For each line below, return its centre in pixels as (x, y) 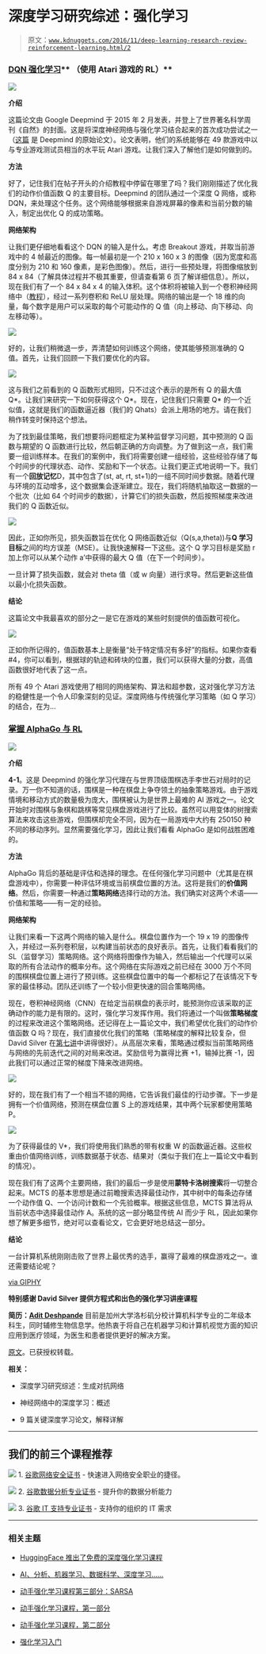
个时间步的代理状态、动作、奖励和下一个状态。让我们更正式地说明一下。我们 (133, 466)
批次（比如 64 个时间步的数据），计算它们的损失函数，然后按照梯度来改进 (134, 496)
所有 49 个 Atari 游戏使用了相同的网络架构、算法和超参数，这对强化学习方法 (132, 687)
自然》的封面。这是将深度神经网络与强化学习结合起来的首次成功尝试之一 (140, 130)
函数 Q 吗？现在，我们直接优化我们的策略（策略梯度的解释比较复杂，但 (131, 1032)
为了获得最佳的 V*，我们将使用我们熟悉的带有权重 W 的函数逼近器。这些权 (130, 1146)
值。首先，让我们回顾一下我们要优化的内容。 (81, 358)
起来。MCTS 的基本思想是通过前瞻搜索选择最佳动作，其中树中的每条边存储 (130, 1193)
